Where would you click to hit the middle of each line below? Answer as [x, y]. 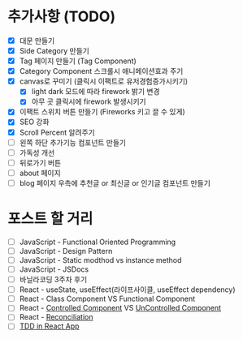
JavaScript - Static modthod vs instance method [100, 260]
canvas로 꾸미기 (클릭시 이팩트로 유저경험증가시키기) [104, 81]
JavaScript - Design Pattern [66, 251]
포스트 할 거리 [50, 219]
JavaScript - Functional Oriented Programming [98, 242]
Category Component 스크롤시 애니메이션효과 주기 [101, 71]
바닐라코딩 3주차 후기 [53, 280]
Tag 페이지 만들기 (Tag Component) [78, 61]
